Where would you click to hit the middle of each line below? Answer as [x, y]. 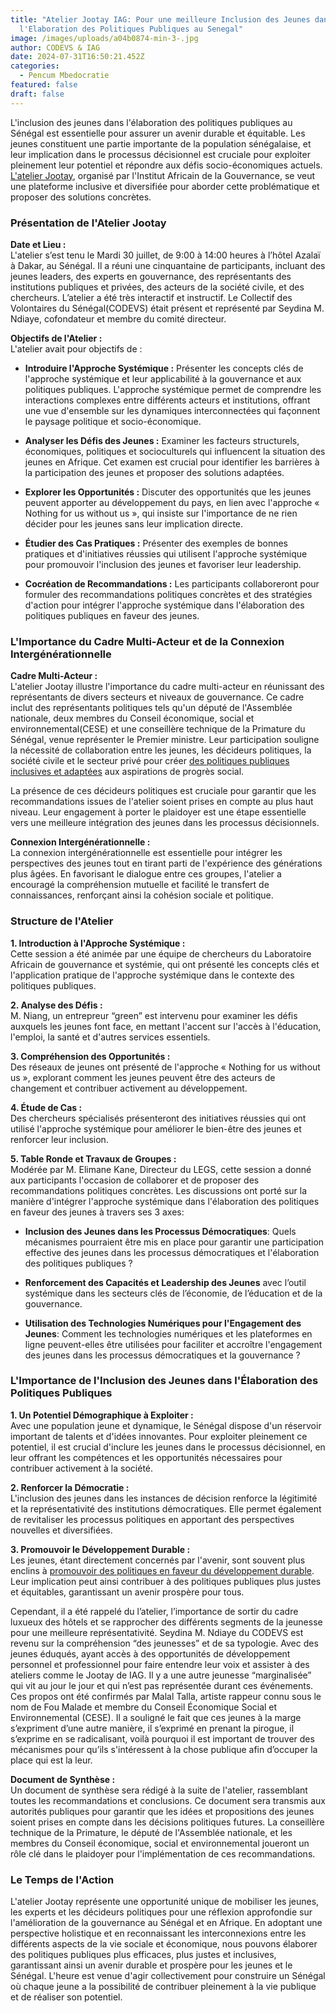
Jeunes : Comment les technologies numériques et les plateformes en [168, 1333]
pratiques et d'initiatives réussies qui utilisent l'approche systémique [166, 553]
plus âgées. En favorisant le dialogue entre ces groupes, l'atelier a [146, 874]
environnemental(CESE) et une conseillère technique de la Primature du [158, 729]
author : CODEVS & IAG [55, 47]
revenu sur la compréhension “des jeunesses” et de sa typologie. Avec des [164, 1643]
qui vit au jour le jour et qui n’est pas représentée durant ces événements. [162, 1685]
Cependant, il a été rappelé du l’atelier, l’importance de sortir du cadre [154, 1611]
